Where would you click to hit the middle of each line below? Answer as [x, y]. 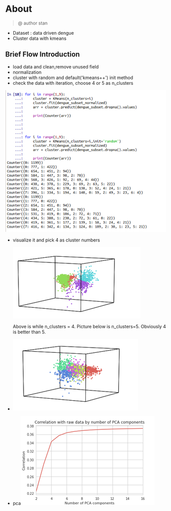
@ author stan [33, 23]
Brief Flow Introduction [43, 54]
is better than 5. [29, 332]
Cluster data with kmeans [40, 38]
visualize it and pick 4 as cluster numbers [56, 240]
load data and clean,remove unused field [56, 66]
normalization [27, 72]
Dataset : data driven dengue [43, 33]
